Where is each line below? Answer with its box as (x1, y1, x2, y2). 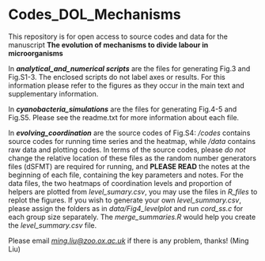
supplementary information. (8, 89, 99, 98)
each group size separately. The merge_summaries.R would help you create (8, 212, 256, 221)
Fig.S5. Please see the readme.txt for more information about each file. (8, 112, 240, 122)
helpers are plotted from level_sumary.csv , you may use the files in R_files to (8, 187, 258, 196)
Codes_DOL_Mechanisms (8, 6, 181, 24)
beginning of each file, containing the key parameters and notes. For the (8, 170, 244, 180)
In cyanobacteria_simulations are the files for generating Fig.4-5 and (8, 104, 237, 114)
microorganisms (8, 48, 63, 58)
